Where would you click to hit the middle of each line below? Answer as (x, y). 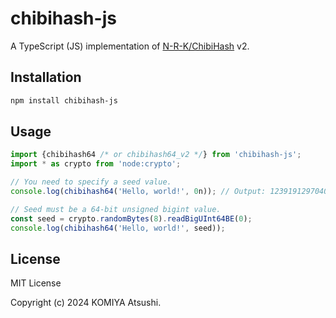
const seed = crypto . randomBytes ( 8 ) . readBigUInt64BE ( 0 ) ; (131, 218)
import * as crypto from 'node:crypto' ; (96, 164)
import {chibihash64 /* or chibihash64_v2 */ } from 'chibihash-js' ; (156, 155)
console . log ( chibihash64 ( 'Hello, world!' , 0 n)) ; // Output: (138, 192)
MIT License (36, 283)
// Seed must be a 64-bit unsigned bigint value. (116, 209)
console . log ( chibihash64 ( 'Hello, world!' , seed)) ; (118, 228)
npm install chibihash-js (64, 100)
